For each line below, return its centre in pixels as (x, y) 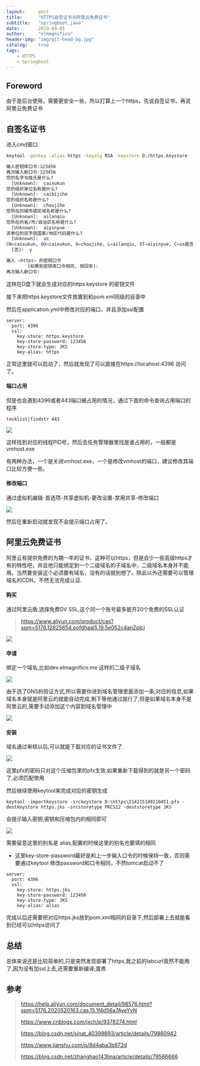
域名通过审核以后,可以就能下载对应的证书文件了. (65, 747)
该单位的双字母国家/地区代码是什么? (44, 233)
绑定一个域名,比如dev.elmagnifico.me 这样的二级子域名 (74, 668)
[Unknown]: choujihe (38, 206)
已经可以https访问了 (36, 925)
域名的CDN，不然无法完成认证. (44, 580)
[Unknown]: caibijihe (40, 195)
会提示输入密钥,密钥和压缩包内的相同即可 (57, 819)
